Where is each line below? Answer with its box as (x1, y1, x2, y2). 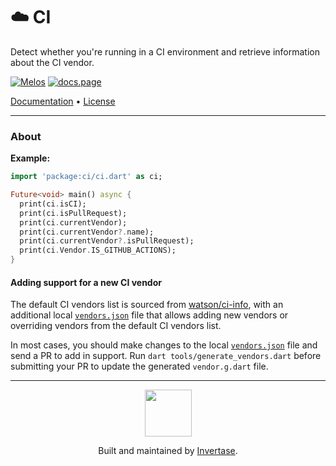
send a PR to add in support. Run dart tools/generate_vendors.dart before (10, 350, 322, 362)
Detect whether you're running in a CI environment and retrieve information (10, 45, 321, 58)
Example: (10, 152, 51, 164)
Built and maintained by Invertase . (98, 445, 238, 457)
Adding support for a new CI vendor (10, 276, 162, 288)
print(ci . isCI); (19, 199, 87, 209)
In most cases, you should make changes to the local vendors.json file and (10, 339, 318, 351)
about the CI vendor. (10, 56, 95, 68)
